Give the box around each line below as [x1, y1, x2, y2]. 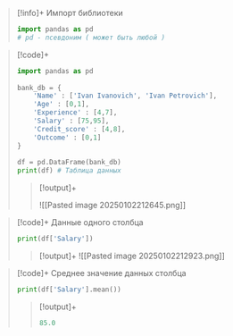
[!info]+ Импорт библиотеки [16, 8, 123, 18]
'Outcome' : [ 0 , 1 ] [33, 133, 102, 142]
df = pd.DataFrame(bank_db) [16, 158, 121, 167]
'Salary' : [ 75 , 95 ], [33, 116, 110, 125]
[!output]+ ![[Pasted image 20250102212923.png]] [38, 250, 225, 261]
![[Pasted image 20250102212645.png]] [38, 200, 187, 211]
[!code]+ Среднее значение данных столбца [16, 268, 187, 278]
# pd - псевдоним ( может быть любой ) [16, 33, 166, 42]
